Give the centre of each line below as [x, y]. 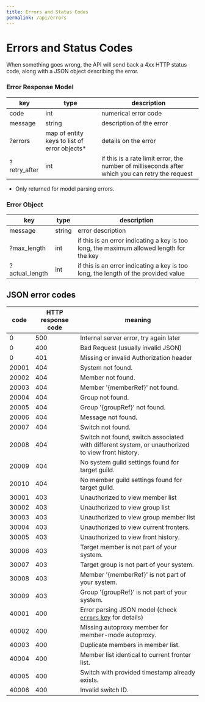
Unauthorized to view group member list [138, 517]
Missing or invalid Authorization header [136, 357]
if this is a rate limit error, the [142, 158]
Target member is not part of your [128, 547]
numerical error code [132, 113]
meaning [138, 320]
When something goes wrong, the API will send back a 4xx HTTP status [97, 65]
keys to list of [64, 141]
